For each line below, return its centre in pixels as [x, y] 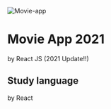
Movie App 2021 [56, 39]
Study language [43, 81]
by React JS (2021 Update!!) [48, 58]
